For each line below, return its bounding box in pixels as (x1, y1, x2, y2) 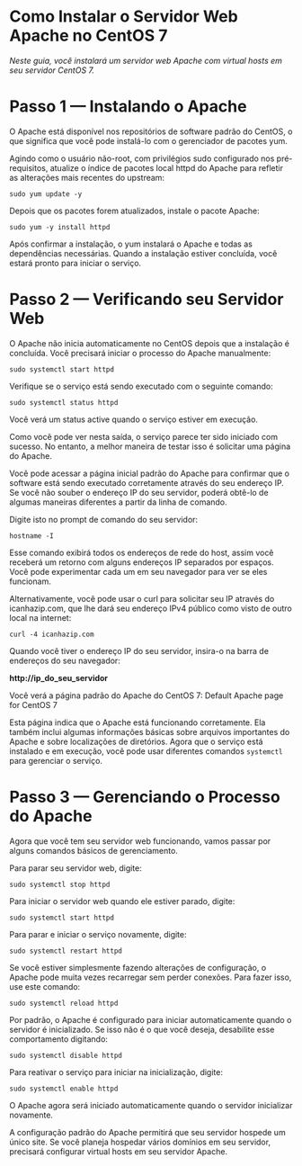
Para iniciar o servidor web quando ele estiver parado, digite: (9, 895, 235, 906)
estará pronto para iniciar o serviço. (9, 257, 142, 268)
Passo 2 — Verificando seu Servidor (9, 290, 284, 309)
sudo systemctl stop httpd (9, 880, 111, 889)
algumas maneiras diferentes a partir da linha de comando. (9, 497, 227, 507)
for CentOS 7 (9, 699, 58, 710)
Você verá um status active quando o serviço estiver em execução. (9, 414, 259, 425)
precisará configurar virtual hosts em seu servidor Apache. (9, 1145, 227, 1157)
